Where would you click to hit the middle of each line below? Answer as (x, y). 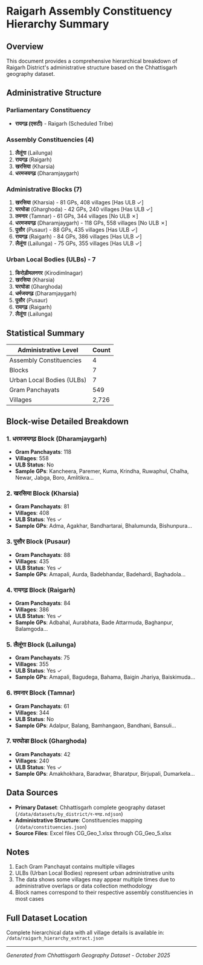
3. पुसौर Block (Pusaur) (38, 542)
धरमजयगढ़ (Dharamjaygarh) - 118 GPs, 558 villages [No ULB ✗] (91, 223)
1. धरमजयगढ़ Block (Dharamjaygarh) (57, 439)
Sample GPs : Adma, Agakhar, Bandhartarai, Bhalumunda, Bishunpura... (103, 526)
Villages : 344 (32, 712)
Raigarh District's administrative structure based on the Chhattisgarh (92, 67)
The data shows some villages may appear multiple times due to (95, 879)
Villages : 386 (32, 609)
